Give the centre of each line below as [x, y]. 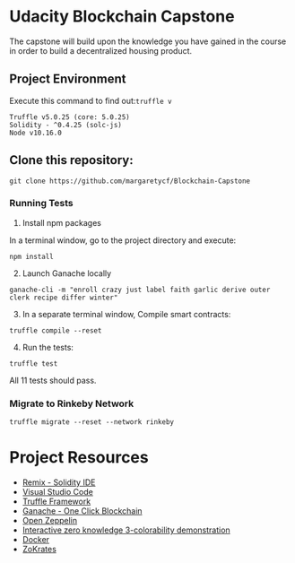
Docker [36, 540]
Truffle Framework [56, 502]
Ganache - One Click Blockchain [82, 511]
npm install [31, 256]
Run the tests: [48, 347]
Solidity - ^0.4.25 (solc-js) [66, 125]
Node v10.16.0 [36, 133]
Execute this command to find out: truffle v [91, 100]
